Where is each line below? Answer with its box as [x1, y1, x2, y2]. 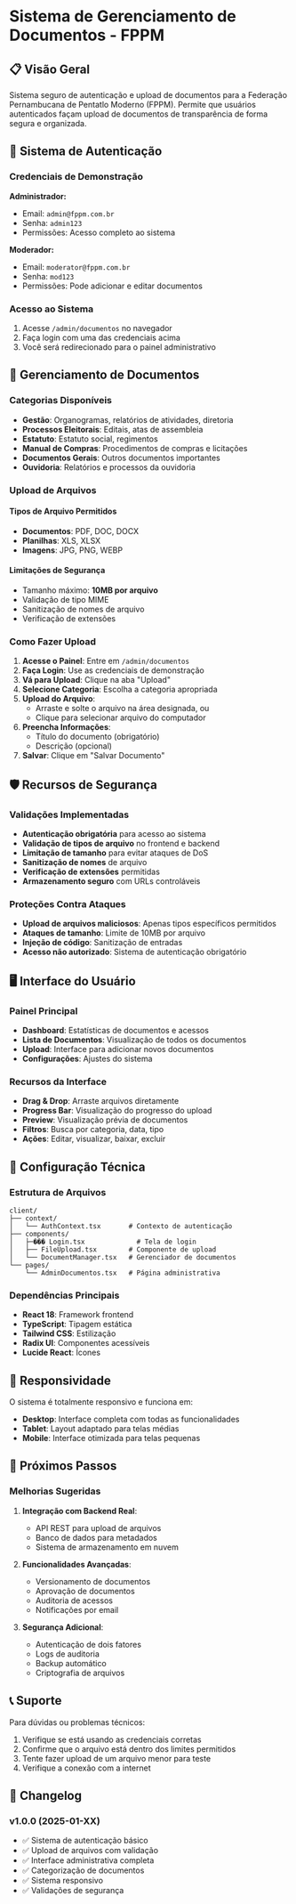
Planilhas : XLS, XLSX [21, 535, 101, 546]
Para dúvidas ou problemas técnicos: [9, 1716, 146, 1728]
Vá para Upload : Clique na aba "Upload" [21, 675, 172, 685]
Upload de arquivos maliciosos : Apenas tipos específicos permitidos [21, 919, 277, 929]
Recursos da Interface [9, 1075, 108, 1088]
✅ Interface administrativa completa [21, 1855, 155, 1866]
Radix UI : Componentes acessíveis [21, 1338, 150, 1349]
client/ [9, 1206, 38, 1215]
